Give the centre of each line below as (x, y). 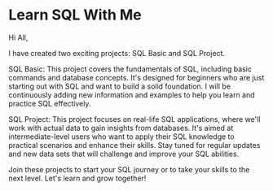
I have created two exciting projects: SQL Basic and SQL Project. (117, 53)
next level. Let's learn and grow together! (77, 178)
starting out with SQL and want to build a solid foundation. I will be (119, 86)
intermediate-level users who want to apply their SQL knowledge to (121, 137)
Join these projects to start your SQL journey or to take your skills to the (129, 169)
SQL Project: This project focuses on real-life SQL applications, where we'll (134, 119)
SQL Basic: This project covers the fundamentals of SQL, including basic (130, 69)
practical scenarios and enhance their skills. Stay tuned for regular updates (134, 145)
